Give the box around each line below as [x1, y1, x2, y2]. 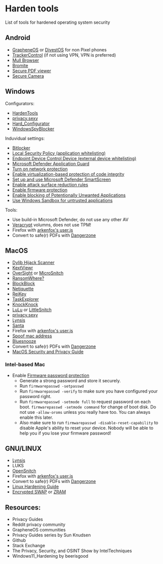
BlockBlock [12, 281, 35, 286]
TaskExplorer [12, 296, 39, 302]
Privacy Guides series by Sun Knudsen [12, 532, 91, 538]
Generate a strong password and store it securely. [19, 377, 121, 383]
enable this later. [19, 414, 53, 420]
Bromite [12, 62, 28, 68]
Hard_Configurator [12, 121, 50, 126]
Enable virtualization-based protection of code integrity [12, 171, 125, 177]
